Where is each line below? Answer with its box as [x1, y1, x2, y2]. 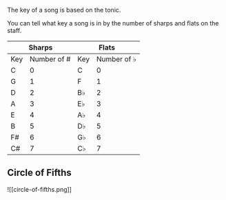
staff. [7, 27, 22, 34]
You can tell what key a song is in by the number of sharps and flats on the [7, 19, 219, 27]
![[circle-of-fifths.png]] [7, 185, 72, 193]
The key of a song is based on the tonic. [7, 6, 121, 14]
